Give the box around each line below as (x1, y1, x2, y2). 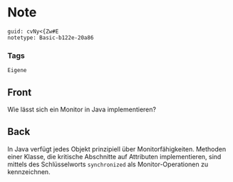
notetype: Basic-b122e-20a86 (7, 34, 94, 41)
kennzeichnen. (7, 167, 51, 176)
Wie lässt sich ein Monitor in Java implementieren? (7, 105, 157, 114)
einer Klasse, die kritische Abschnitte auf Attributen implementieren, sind (7, 152, 222, 161)
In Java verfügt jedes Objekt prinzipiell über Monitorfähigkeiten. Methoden (7, 144, 227, 153)
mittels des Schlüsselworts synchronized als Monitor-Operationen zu (7, 160, 209, 168)
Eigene (7, 67, 27, 74)
